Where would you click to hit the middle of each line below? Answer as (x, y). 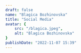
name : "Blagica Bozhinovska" (36, 15)
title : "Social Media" (29, 19)
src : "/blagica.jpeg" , (39, 29)
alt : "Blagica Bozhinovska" (44, 33)
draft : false (19, 10)
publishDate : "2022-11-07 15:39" (41, 43)
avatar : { (16, 24)
